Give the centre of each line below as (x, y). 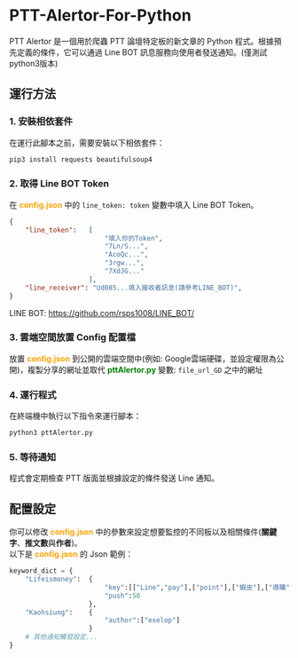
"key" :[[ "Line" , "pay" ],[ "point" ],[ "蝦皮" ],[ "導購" (197, 587)
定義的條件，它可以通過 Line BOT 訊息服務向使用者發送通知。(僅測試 (142, 52)
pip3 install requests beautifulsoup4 (81, 159)
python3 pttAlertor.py (51, 433)
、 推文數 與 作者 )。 (50, 543)
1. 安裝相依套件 (41, 122)
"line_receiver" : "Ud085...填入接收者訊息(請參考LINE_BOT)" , (133, 288)
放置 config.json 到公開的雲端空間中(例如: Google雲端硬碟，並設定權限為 (143, 358)
